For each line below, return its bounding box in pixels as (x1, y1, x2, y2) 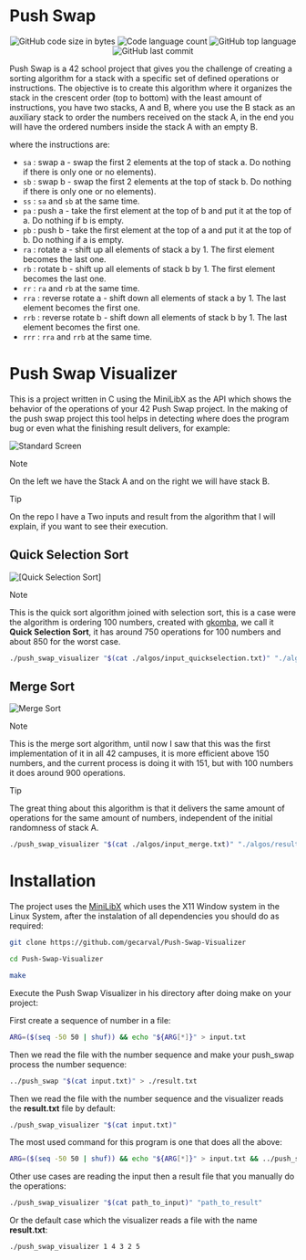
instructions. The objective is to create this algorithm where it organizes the (9, 82, 293, 93)
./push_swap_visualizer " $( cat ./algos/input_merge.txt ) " (9, 840, 234, 849)
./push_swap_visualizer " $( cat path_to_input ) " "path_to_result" (9, 1198, 262, 1208)
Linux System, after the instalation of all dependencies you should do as (9, 910, 280, 922)
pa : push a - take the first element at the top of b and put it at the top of (22, 205, 292, 215)
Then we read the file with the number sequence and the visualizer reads (9, 1093, 284, 1104)
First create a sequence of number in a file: (9, 1014, 171, 1025)
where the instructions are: (9, 139, 111, 150)
